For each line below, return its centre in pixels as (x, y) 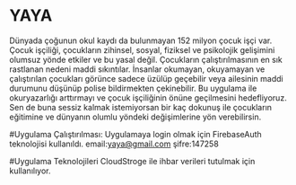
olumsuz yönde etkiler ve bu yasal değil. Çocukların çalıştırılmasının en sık (146, 59)
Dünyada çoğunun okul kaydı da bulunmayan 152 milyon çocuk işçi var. (141, 40)
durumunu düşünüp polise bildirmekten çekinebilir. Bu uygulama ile (133, 88)
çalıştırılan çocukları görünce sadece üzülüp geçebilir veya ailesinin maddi (147, 78)
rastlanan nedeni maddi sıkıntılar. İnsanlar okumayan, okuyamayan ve (137, 69)
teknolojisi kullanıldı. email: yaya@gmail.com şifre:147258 (114, 144)
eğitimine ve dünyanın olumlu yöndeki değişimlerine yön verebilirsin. (135, 117)
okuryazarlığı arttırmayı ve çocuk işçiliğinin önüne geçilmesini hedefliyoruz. (148, 97)
